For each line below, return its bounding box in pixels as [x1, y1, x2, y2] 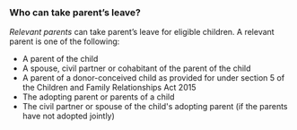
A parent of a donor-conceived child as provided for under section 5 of [22, 73, 285, 83]
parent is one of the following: [9, 36, 120, 47]
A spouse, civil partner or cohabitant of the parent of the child [22, 63, 251, 74]
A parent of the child [22, 54, 99, 65]
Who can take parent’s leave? [9, 6, 142, 19]
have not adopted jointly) [22, 110, 115, 122]
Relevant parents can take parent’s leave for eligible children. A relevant [9, 27, 275, 38]
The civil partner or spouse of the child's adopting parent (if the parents [22, 101, 288, 112]
